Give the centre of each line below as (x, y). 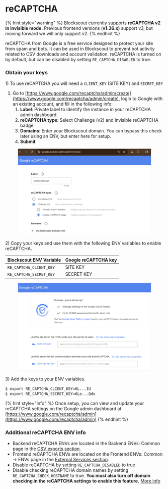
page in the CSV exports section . (47, 449)
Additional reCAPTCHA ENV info (46, 432)
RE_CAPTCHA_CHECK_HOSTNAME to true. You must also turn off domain (81, 476)
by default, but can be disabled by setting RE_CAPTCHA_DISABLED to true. (78, 59)
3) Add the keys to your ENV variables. (45, 379)
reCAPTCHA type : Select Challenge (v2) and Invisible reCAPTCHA (89, 120)
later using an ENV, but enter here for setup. (66, 136)
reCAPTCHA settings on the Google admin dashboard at (63, 408)
